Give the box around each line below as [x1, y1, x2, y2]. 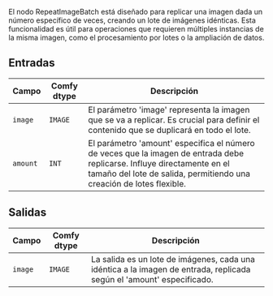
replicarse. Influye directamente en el [88, 157, 230, 169]
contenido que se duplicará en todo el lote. [88, 124, 251, 135]
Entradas [8, 56, 55, 70]
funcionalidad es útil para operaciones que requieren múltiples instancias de [8, 24, 264, 33]
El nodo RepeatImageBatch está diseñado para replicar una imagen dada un [8, 7, 263, 16]
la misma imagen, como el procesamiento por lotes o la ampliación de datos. [8, 32, 265, 42]
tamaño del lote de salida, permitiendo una [88, 168, 250, 179]
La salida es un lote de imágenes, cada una [90, 253, 256, 264]
